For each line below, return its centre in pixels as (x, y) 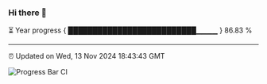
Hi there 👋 (28, 13)
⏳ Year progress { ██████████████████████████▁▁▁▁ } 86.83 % (130, 30)
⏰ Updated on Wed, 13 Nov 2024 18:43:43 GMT (87, 56)
